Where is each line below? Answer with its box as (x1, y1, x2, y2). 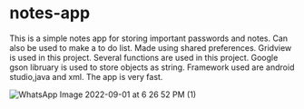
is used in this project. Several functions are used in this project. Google (9, 52, 279, 63)
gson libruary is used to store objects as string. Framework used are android (9, 62, 295, 73)
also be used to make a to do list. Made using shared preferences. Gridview (9, 42, 292, 53)
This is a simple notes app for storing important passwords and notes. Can (9, 33, 289, 44)
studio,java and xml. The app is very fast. (9, 71, 163, 82)
